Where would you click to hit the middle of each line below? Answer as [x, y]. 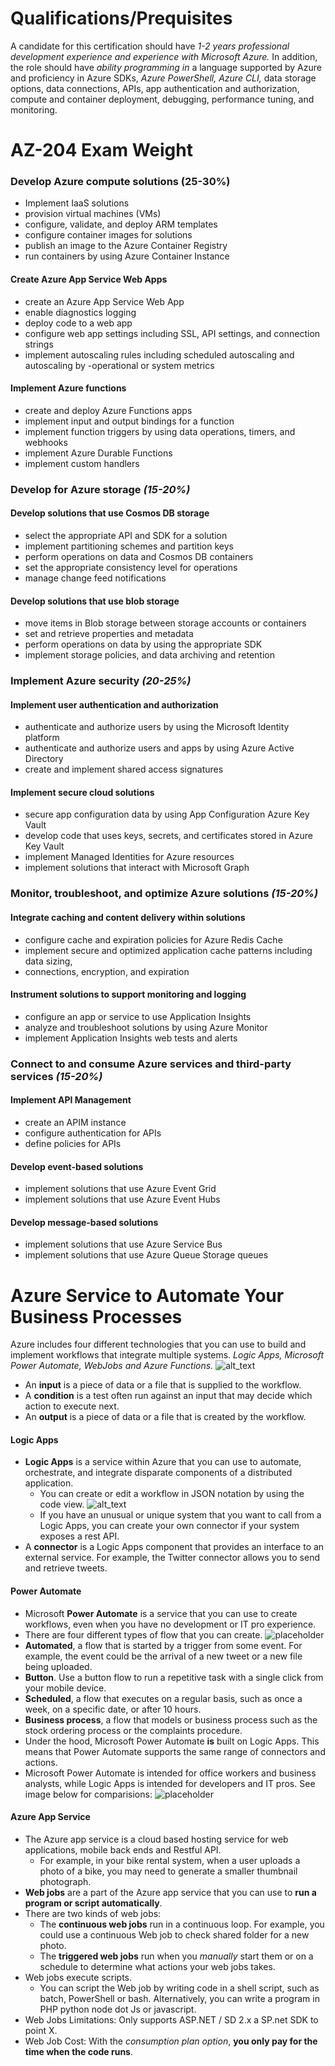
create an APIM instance [75, 1122]
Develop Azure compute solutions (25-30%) [120, 182]
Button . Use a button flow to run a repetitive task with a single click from [174, 1677]
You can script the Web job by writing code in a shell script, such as [179, 1988]
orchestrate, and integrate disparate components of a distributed [158, 1473]
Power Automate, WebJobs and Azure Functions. [112, 1366]
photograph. [65, 1881]
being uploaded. [58, 1666]
